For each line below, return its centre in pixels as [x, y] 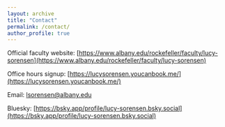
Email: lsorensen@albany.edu [49, 95]
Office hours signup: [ [39, 74]
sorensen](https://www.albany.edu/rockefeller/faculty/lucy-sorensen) [107, 61]
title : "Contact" [32, 20]
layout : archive [31, 14]
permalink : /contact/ [39, 27]
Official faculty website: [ [43, 53]
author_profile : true [39, 33]
